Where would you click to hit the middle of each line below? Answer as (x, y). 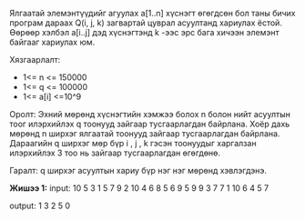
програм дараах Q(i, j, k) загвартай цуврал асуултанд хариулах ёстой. (146, 23)
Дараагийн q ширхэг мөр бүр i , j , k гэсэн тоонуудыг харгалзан (133, 143)
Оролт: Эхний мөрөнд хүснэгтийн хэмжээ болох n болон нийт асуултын (150, 114)
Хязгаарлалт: (35, 60)
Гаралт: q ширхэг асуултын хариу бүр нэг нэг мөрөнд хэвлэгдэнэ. (138, 170)
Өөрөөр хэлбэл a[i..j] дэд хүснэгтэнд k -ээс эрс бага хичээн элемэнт (144, 32)
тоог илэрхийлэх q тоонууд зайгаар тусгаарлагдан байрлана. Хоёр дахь (150, 124)
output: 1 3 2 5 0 (40, 205)
